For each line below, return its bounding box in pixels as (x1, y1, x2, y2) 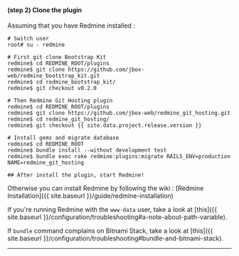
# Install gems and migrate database (7, 135, 119, 142)
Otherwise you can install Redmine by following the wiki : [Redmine (7, 184, 204, 193)
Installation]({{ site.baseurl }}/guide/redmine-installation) (7, 191, 174, 200)
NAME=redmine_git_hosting (7, 160, 84, 167)
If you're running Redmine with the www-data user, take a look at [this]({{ (7, 206, 218, 214)
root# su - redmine (7, 41, 65, 49)
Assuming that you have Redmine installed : (7, 21, 135, 30)
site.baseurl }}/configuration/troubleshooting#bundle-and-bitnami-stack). (7, 234, 224, 243)
